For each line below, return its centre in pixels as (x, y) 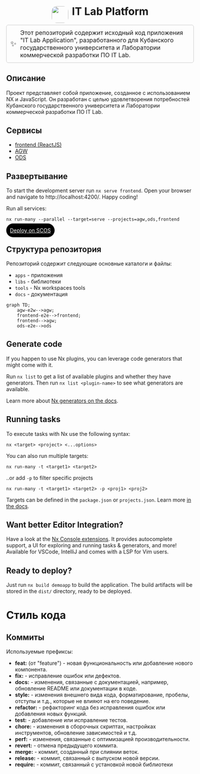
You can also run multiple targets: (47, 456)
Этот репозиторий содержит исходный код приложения (101, 32)
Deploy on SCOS (30, 231)
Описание (26, 78)
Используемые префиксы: (40, 652)
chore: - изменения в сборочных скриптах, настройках (85, 727)
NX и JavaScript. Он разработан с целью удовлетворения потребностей (98, 99)
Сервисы (24, 130)
